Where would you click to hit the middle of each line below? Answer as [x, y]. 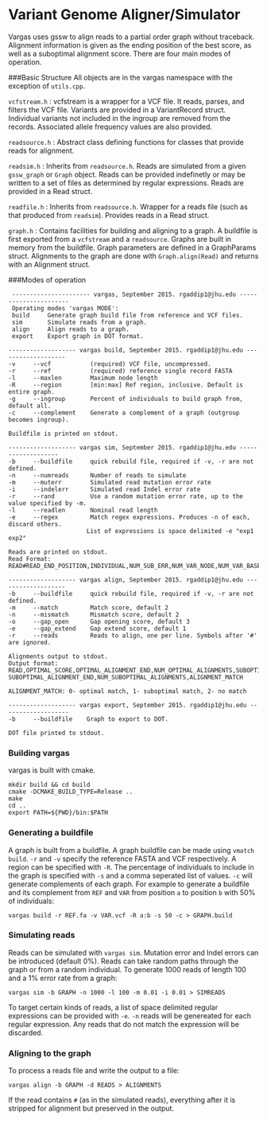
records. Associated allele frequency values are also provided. [110, 127]
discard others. [35, 524]
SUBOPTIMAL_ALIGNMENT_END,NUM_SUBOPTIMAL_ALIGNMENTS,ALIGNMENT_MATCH [126, 677]
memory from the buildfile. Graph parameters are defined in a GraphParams [132, 247]
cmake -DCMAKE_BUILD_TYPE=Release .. [71, 792]
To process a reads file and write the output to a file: [94, 1071]
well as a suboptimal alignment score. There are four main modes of [120, 53]
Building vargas [39, 753]
